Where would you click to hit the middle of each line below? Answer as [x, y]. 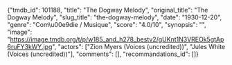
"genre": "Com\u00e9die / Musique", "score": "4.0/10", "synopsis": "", [107, 25]
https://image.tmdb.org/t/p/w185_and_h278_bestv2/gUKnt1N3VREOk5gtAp [117, 39]
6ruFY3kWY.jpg [30, 47]
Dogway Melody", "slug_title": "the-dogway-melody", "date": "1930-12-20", [115, 17]
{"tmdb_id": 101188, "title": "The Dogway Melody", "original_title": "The [108, 10]
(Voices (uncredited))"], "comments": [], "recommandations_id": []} [103, 54]
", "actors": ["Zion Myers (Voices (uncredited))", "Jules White [139, 47]
